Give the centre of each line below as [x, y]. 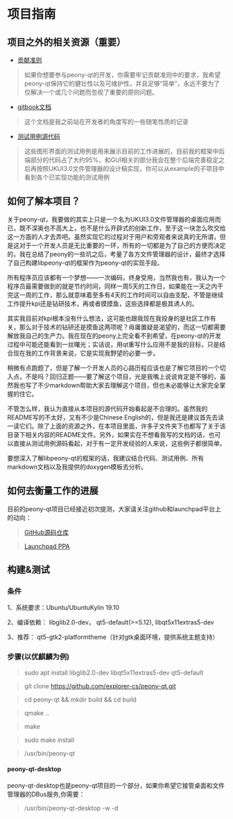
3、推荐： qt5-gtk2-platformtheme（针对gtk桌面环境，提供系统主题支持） [113, 637]
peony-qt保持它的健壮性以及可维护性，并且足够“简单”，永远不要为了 [122, 83]
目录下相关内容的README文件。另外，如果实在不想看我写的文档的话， [108, 434]
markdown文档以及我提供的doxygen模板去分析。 [77, 467]
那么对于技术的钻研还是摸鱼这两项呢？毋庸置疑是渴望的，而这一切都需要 [122, 326]
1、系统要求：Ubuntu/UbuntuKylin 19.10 [63, 608]
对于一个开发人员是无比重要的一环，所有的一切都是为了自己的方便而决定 [122, 245]
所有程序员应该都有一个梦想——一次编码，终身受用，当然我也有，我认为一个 [116, 277]
